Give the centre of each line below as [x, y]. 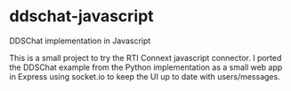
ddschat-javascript [81, 16]
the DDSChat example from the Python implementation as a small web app [146, 67]
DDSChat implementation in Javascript [80, 41]
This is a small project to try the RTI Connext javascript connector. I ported [145, 57]
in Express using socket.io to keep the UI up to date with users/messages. [145, 76]
